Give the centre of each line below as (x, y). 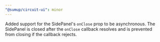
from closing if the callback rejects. (41, 34)
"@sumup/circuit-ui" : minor (34, 10)
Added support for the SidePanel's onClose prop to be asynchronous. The (80, 24)
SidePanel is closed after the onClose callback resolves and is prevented (79, 29)
